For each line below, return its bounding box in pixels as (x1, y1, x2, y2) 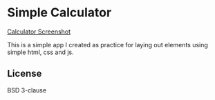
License (7, 68, 42, 79)
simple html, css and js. (7, 48, 74, 56)
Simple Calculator (7, 5, 112, 21)
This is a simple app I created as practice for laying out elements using (7, 40, 209, 49)
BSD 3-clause (7, 86, 47, 94)
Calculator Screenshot (7, 27, 71, 36)
